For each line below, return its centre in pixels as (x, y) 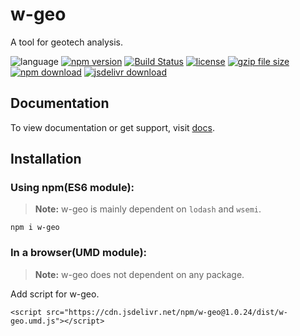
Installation (46, 159)
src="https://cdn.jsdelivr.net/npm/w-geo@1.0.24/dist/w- (167, 312)
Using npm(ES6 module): (72, 188)
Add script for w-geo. (55, 294)
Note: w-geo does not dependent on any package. (139, 274)
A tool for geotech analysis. (67, 42)
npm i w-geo (35, 228)
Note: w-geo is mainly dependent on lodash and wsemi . (148, 209)
